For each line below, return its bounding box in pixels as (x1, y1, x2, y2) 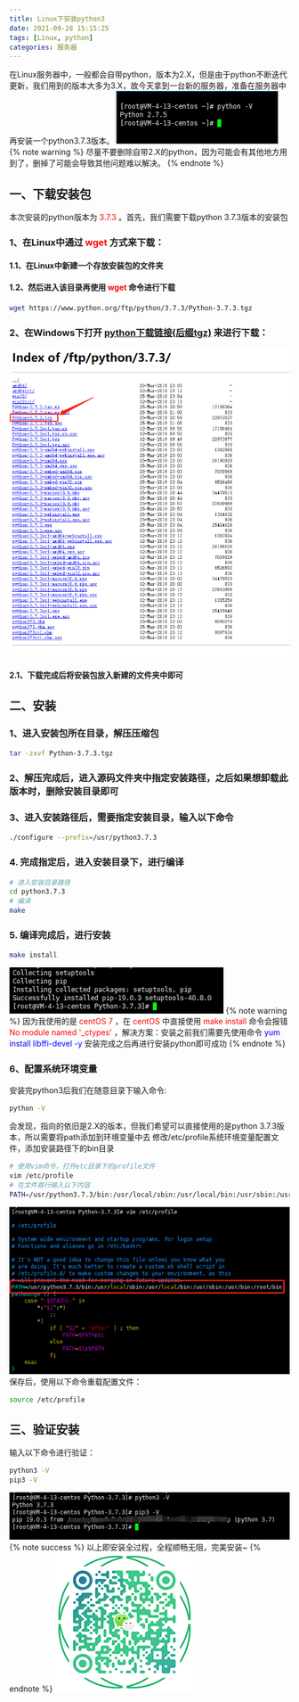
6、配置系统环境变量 (9, 1063, 98, 1075)
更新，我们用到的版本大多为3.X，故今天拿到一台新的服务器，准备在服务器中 (9, 80, 287, 91)
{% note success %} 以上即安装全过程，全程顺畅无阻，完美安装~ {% (9, 1542, 261, 1553)
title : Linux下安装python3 (9, 14, 105, 23)
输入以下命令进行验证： (9, 1447, 95, 1458)
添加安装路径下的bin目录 (24, 1143, 115, 1154)
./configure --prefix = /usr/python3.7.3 (9, 834, 158, 843)
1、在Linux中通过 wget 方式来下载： (9, 236, 165, 249)
